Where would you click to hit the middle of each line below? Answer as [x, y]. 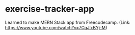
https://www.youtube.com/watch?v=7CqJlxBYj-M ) [56, 27]
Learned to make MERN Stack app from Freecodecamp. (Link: [68, 22]
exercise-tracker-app [50, 9]
